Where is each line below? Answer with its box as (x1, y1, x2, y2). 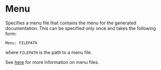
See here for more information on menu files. (5, 59, 100, 65)
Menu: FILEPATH (5, 40, 38, 46)
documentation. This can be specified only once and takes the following (5, 25, 156, 31)
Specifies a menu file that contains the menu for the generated (5, 20, 137, 26)
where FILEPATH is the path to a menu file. (5, 49, 92, 55)
